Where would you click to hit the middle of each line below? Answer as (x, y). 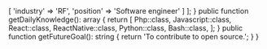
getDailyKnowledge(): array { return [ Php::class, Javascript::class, (120, 19)
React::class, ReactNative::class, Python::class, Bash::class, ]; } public (126, 28)
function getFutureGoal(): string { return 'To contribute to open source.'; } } (133, 37)
